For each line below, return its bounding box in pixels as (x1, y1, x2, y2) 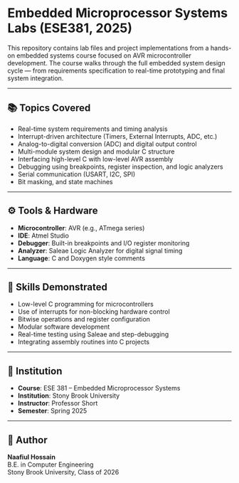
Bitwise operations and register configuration (17, 315, 151, 324)
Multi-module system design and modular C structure (17, 147, 175, 156)
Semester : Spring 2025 (17, 407, 87, 415)
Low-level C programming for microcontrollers (17, 300, 154, 309)
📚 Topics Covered (7, 102, 91, 115)
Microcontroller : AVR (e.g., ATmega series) (17, 223, 145, 232)
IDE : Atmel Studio (17, 231, 70, 240)
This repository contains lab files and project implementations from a (7, 43, 209, 52)
